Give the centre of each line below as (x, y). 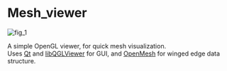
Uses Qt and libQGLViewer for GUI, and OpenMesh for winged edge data (114, 53)
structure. (22, 60)
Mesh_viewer (47, 13)
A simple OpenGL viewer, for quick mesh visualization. (87, 46)
